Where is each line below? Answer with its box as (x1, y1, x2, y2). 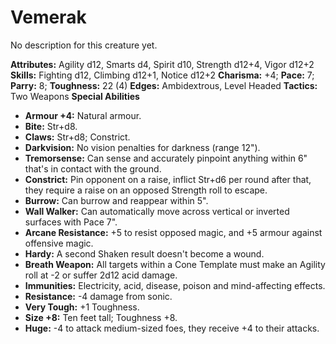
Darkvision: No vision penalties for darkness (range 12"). (24, 141, 261, 153)
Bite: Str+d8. (24, 120, 78, 132)
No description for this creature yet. (10, 39, 158, 51)
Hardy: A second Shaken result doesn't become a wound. (24, 247, 265, 260)
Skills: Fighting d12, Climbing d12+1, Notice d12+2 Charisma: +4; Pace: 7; (10, 69, 315, 81)
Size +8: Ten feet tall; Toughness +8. (24, 311, 178, 323)
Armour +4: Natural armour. (24, 109, 142, 121)
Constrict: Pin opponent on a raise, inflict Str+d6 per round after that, (24, 173, 312, 185)
